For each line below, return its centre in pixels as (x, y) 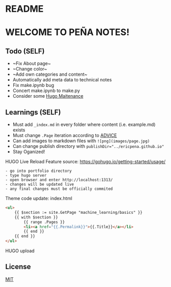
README (25, 9)
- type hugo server (26, 175)
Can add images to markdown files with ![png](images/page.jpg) (81, 141)
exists (19, 130)
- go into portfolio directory (39, 171)
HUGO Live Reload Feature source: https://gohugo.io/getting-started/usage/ (86, 161)
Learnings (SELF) (33, 112)
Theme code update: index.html (39, 198)
